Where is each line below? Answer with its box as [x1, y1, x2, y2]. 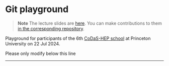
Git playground [5, 4, 69, 15]
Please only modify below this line [5, 50, 76, 56]
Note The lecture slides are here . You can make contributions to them [17, 20, 162, 26]
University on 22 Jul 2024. [5, 40, 60, 46]
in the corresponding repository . [17, 25, 84, 31]
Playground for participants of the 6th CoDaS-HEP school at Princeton [5, 35, 151, 41]
